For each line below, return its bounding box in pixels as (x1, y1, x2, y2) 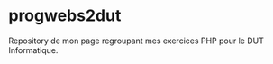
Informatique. (8, 44, 59, 55)
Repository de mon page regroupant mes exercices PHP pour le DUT (8, 35, 265, 46)
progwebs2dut (8, 5, 122, 26)
